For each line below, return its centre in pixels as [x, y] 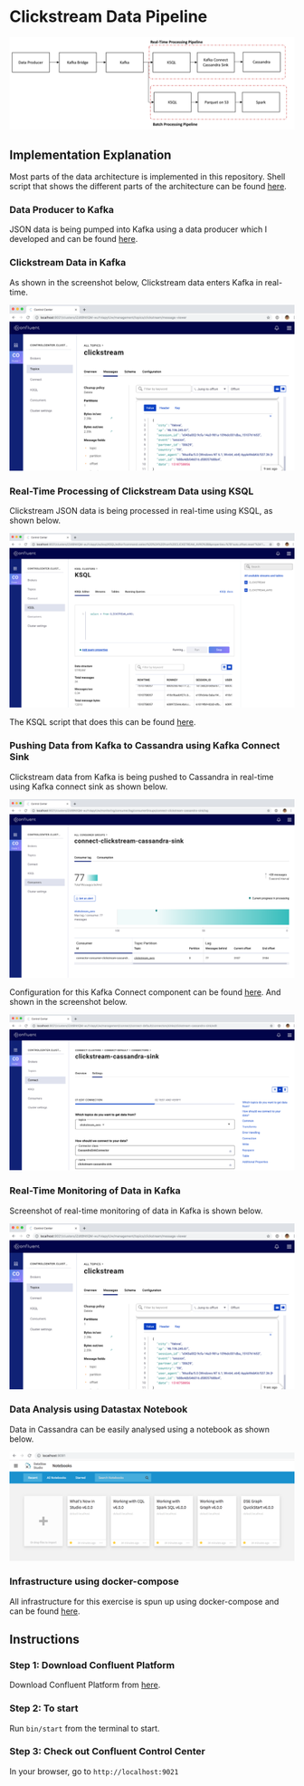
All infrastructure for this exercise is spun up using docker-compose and [144, 1601]
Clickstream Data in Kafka [68, 263]
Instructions [44, 1639]
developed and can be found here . [74, 239]
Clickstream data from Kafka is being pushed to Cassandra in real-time [142, 777]
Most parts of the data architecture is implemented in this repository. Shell [147, 177]
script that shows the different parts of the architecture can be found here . [148, 187]
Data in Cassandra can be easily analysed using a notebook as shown [139, 1429]
